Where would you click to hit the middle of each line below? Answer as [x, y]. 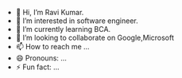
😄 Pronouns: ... [41, 58]
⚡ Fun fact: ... [37, 67]
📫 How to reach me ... [52, 47]
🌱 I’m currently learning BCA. [63, 29]
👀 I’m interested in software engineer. [77, 21]
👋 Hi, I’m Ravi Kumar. [50, 12]
